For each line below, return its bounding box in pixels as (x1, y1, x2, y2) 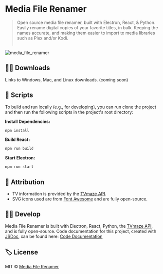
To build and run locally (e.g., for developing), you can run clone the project (5, 104, 157, 110)
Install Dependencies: (5, 118, 50, 124)
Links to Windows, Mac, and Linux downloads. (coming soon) (5, 77, 128, 82)
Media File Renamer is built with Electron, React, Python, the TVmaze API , (5, 223, 153, 229)
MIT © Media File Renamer (5, 263, 59, 269)
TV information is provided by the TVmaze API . (12, 191, 107, 196)
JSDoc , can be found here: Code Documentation (5, 233, 103, 239)
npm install (5, 128, 29, 133)
